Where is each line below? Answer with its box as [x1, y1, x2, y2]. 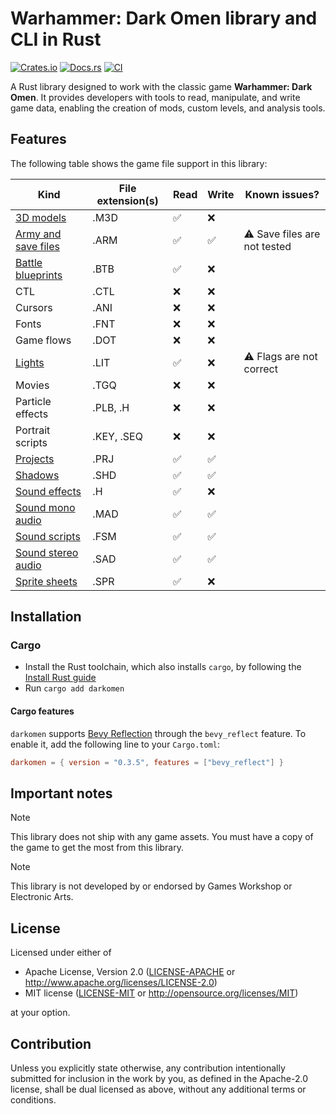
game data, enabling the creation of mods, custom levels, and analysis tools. [10, 102, 326, 114]
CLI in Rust [10, 28, 102, 51]
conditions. [10, 1093, 57, 1106]
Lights [15, 355, 45, 369]
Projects [15, 452, 55, 466]
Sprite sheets [15, 574, 78, 588]
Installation [10, 608, 82, 626]
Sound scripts [15, 529, 81, 543]
